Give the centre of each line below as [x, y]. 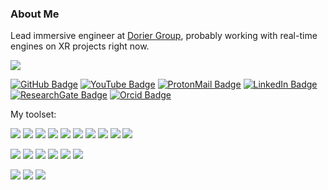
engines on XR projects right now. [80, 46]
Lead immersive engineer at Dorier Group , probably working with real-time [164, 36]
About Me [35, 14]
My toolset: [33, 114]
